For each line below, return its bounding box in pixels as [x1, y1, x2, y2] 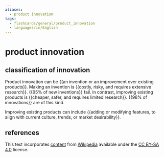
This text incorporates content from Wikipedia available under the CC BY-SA [5, 141, 159, 147]
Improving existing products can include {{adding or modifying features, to [5, 109, 156, 115]
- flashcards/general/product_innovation [9, 21, 95, 26]
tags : [5, 16, 16, 21]
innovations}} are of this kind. [5, 100, 65, 106]
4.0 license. [5, 146, 28, 152]
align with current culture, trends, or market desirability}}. [5, 114, 121, 120]
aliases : [5, 7, 23, 12]
